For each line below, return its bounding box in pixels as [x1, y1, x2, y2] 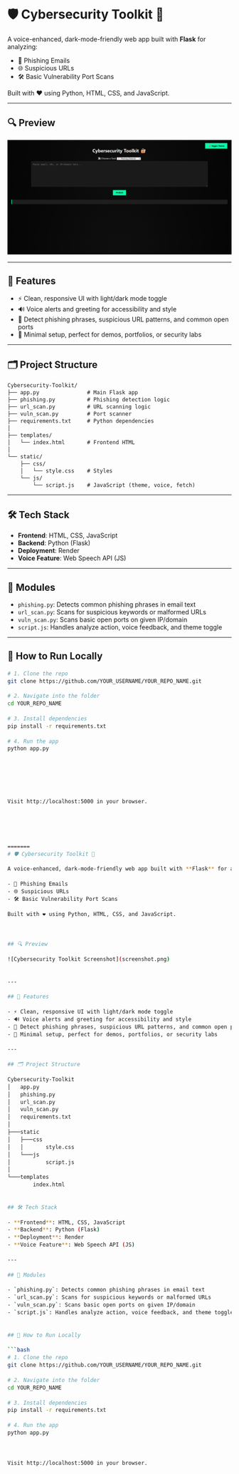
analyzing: [7, 42, 38, 51]
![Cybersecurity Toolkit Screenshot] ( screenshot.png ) [7, 955, 171, 963]
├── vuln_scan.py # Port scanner [7, 411, 132, 418]
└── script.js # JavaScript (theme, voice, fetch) [33, 482, 196, 489]
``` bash [7, 1346, 31, 1354]
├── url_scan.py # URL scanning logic [7, 403, 152, 411]
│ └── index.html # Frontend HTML [7, 439, 135, 446]
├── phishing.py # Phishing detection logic [7, 396, 171, 403]
